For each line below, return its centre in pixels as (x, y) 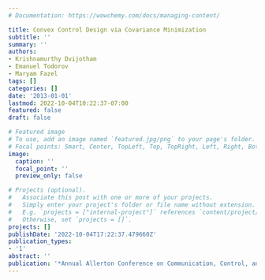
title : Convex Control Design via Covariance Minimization (107, 30)
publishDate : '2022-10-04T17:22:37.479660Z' (82, 234)
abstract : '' (30, 256)
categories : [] (33, 88)
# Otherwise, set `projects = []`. (70, 219)
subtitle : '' (30, 37)
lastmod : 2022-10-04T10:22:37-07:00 (68, 103)
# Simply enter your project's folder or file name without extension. (132, 205)
